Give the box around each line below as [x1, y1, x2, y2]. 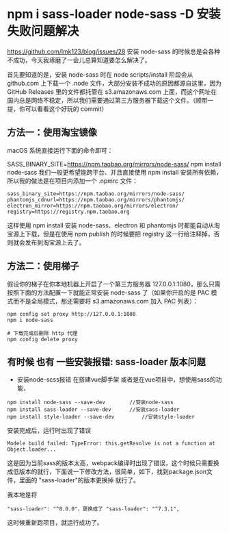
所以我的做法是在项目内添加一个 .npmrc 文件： [7, 176, 139, 185]
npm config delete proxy [7, 336, 78, 343]
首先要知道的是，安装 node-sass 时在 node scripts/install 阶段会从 [7, 70, 193, 79]
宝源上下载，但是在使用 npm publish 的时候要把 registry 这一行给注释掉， [7, 230, 214, 238]
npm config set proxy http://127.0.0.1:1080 [7, 310, 136, 317]
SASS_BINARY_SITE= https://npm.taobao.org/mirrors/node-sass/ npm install [7, 160, 221, 168]
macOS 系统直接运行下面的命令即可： [7, 146, 113, 154]
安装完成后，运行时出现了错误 [7, 426, 91, 435]
